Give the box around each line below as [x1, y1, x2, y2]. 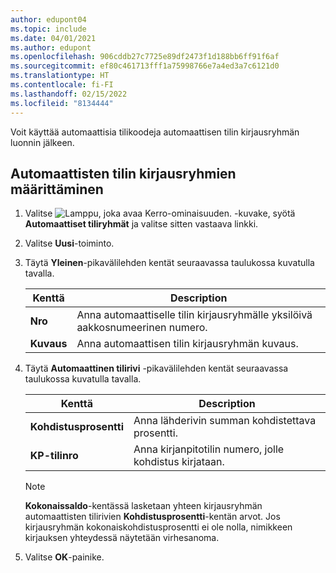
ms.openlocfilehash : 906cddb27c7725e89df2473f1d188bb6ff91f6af [10, 52, 280, 62]
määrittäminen [10, 181, 104, 198]
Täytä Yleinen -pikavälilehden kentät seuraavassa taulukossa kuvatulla [24, 257, 315, 269]
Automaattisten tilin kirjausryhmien [10, 165, 237, 182]
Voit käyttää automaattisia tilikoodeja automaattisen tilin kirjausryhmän [10, 126, 300, 138]
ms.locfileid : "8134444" [10, 98, 114, 108]
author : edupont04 [10, 14, 87, 25]
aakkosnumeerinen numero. [76, 321, 208, 335]
